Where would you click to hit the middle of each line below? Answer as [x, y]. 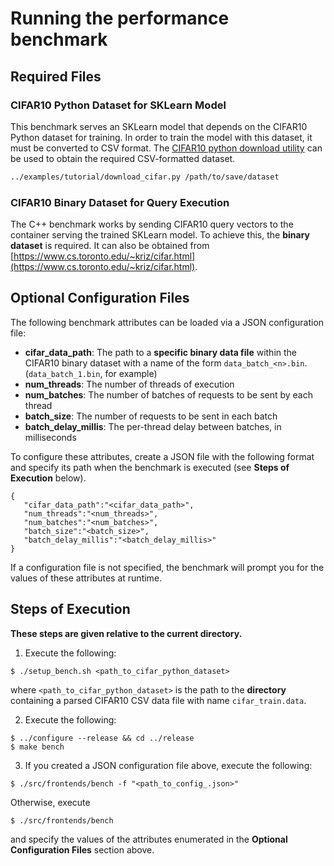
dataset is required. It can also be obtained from [110, 246]
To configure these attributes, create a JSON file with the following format [162, 456]
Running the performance [120, 18]
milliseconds [50, 437]
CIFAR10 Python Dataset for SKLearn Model [118, 105]
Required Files [56, 76]
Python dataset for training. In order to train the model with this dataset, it [161, 137]
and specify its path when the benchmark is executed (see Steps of [150, 467]
